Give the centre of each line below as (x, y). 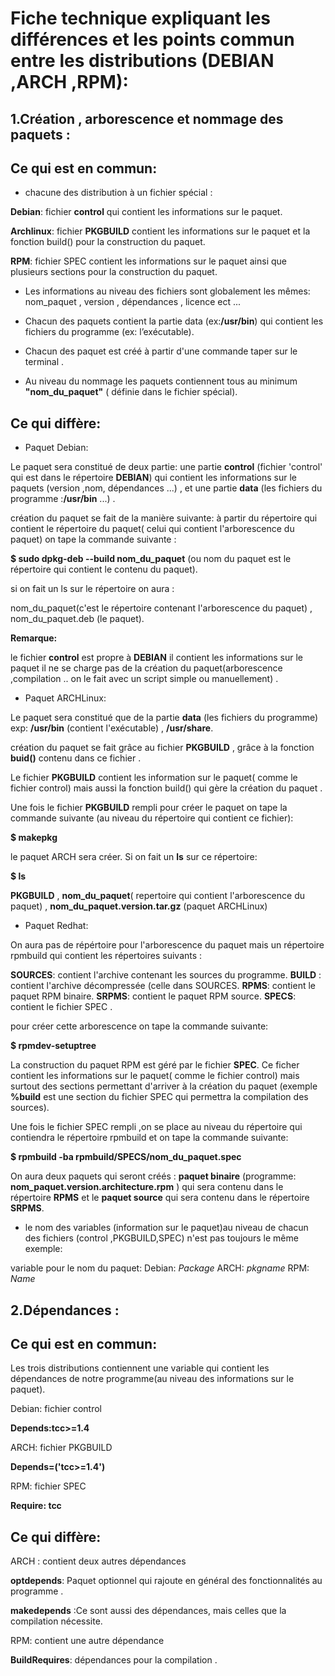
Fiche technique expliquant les (141, 18)
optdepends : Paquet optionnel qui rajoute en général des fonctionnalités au (166, 1581)
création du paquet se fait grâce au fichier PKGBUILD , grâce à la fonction (162, 748)
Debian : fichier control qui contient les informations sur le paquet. (146, 212)
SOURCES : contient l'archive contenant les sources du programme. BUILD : (166, 975)
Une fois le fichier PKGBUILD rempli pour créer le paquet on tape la (149, 808)
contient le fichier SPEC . (61, 1007)
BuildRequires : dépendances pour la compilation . (114, 1660)
